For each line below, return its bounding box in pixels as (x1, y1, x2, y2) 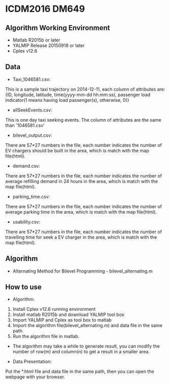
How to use (5, 283, 42, 291)
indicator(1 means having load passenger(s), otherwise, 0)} (5, 97, 130, 103)
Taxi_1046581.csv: (12, 76, 51, 82)
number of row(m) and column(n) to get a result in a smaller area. (12, 349, 150, 355)
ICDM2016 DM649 (5, 3, 85, 15)
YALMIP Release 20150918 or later (12, 42, 85, 49)
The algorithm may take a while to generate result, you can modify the (12, 343, 160, 349)
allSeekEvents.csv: (12, 107, 52, 113)
